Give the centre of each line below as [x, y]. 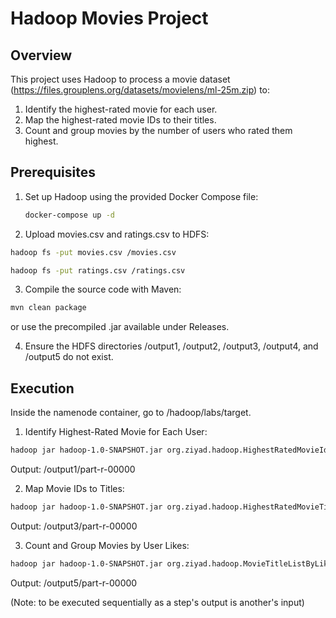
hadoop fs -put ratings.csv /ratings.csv [98, 270]
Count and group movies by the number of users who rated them [158, 130]
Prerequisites [53, 172]
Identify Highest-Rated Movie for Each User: [116, 432]
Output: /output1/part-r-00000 [73, 469]
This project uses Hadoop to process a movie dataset [120, 79]
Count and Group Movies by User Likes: [107, 545]
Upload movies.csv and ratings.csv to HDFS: [117, 234]
